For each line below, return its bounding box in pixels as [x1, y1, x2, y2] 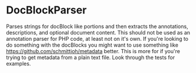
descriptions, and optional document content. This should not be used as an [6, 29, 191, 36]
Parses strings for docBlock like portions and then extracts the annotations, [6, 23, 188, 30]
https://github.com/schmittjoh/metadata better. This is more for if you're [6, 47, 180, 54]
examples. [6, 60, 31, 67]
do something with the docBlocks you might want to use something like [6, 41, 179, 48]
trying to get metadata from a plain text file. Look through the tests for [6, 54, 175, 61]
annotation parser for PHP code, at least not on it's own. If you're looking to [6, 35, 189, 42]
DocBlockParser [6, 4, 87, 17]
